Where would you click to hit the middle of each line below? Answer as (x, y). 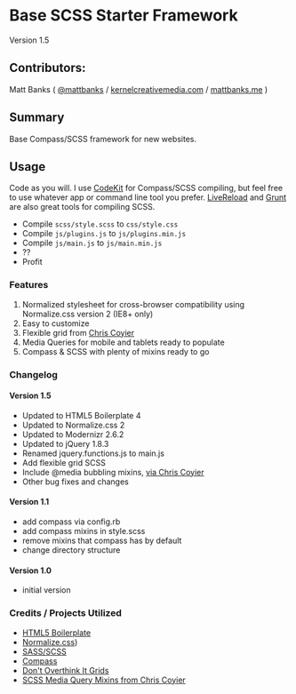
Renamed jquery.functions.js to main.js (93, 453)
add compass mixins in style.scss (84, 531)
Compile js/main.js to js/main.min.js (92, 243)
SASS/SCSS (44, 651)
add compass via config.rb (71, 522)
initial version (46, 590)
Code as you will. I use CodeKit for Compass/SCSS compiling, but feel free (146, 188)
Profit (32, 262)
